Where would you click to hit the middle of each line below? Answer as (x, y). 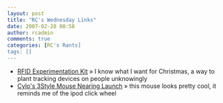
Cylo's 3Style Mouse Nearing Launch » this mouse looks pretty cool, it (117, 86)
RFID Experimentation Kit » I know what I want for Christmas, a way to (116, 71)
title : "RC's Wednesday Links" (52, 20)
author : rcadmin (30, 33)
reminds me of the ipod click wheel (67, 93)
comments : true (29, 39)
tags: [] (20, 52)
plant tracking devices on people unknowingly (82, 78)
